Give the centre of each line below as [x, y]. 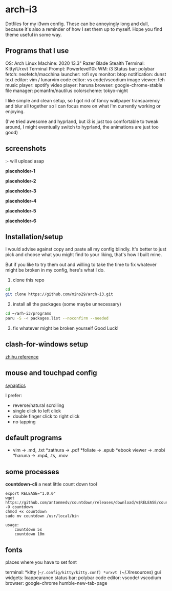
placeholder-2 [21, 181]
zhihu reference [22, 356]
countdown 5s [28, 530]
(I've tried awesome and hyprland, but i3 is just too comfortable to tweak [82, 121]
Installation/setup [34, 237]
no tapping [24, 422]
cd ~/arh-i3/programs [28, 314]
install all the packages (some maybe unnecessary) [67, 304]
